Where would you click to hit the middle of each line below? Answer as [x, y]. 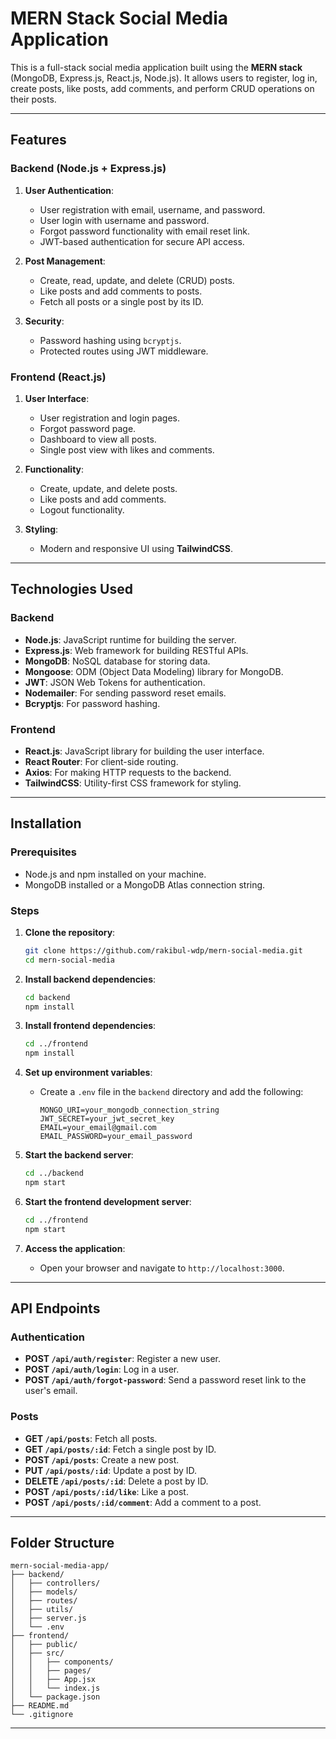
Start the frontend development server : [108, 1201]
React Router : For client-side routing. [101, 761]
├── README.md [40, 1706]
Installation [46, 823]
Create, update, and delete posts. [108, 488]
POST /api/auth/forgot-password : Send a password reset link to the [165, 1380]
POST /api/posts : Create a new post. [102, 1459]
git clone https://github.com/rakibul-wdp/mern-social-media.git [163, 950]
